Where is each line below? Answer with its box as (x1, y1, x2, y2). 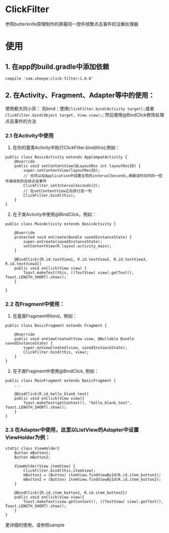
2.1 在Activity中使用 (5, 132, 54, 139)
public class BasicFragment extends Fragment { (5, 323, 107, 328)
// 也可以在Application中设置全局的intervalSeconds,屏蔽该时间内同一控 (23, 173, 162, 178)
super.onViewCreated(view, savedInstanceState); (23, 346, 128, 351)
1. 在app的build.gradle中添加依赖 (5, 62, 109, 71)
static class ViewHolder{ (5, 446, 60, 451)
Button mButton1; (14, 450, 51, 455)
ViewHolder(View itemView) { (14, 464, 76, 469)
